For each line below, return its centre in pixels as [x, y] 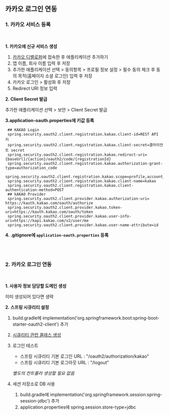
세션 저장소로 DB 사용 [34, 384]
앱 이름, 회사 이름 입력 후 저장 [41, 63]
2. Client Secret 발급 [26, 99]
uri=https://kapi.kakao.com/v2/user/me [47, 221]
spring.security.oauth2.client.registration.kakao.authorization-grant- [85, 163]
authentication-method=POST [35, 190]
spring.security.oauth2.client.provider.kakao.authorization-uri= [78, 198]
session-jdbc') [35, 400]
